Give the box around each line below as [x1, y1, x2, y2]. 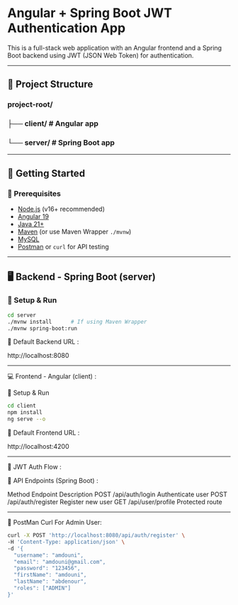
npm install [7, 409, 42, 416]
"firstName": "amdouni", [13, 572, 87, 579]
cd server [7, 311, 37, 319]
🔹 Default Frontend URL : [7, 428, 80, 437]
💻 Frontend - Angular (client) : [7, 372, 97, 381]
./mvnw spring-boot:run [7, 325, 78, 332]
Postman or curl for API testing [17, 243, 110, 251]
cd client [7, 403, 37, 410]
